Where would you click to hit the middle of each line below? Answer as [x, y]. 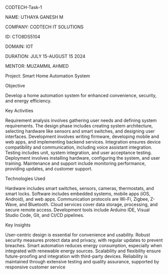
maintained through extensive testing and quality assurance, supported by [82, 262]
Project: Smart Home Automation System [48, 76]
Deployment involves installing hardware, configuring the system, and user [83, 158]
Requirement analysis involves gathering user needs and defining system [81, 120]
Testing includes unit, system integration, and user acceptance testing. [79, 153]
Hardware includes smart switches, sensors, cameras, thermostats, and [80, 188]
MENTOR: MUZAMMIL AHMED [37, 66]
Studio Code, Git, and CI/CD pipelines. [45, 215]
